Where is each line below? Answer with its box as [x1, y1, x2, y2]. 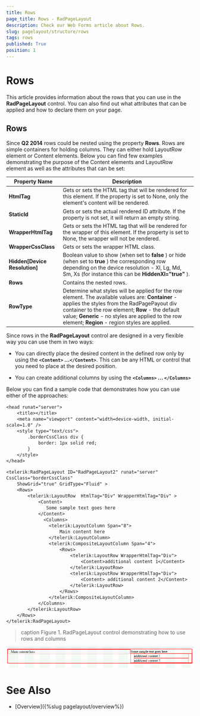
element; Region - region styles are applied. [62, 319, 171, 326]
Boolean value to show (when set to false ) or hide [62, 251, 186, 259]
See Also [6, 683, 51, 697]
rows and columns [20, 635, 67, 643]
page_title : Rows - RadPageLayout [6, 16, 92, 22]
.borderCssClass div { [27, 434, 84, 440]
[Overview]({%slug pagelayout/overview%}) [14, 703, 124, 710]
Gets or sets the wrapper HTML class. [62, 243, 156, 251]
